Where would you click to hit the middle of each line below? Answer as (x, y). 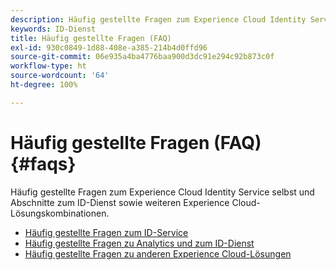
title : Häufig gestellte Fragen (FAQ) (91, 38)
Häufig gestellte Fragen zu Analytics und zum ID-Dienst (139, 243)
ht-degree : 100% (44, 85)
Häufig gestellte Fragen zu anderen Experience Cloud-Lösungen (158, 253)
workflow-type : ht (48, 66)
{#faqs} (43, 163)
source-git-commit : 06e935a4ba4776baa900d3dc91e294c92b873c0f (142, 57)
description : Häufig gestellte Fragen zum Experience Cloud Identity (158, 19)
